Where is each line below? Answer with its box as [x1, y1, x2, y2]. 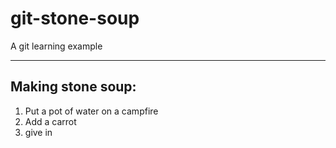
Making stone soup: [10, 78, 137, 96]
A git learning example [10, 40, 103, 52]
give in [24, 126, 53, 138]
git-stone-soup [10, 7, 140, 30]
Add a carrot [24, 115, 77, 127]
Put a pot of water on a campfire [24, 105, 159, 117]
